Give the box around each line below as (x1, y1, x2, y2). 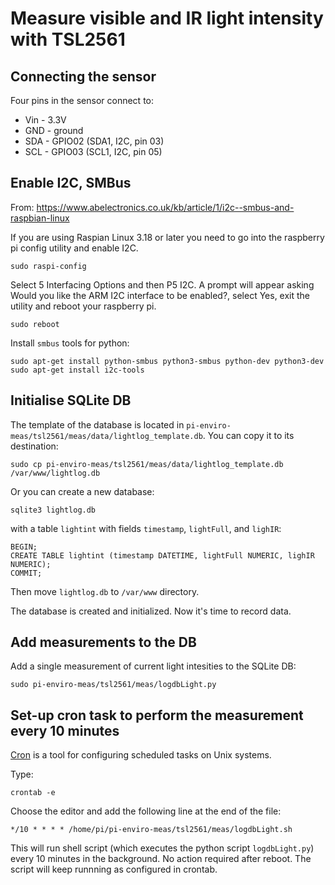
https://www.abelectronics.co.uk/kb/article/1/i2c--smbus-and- (36, 201, 295, 213)
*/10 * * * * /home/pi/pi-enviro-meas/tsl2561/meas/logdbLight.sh (10, 825, 293, 835)
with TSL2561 (10, 28, 126, 51)
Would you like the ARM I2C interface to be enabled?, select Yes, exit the (10, 289, 311, 301)
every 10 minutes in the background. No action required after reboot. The (10, 853, 312, 865)
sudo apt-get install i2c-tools (10, 365, 145, 375)
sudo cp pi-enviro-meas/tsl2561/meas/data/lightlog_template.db (10, 459, 284, 469)
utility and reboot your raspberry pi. (10, 300, 157, 312)
